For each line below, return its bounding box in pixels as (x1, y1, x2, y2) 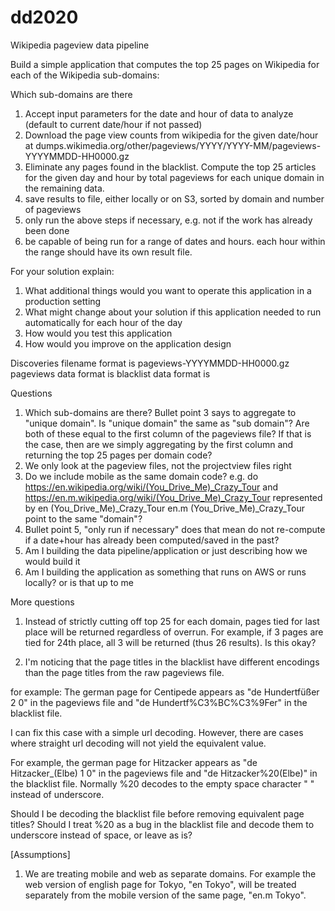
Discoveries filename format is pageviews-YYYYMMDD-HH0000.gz (10, 357, 290, 369)
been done (24, 224, 70, 236)
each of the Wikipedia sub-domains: (10, 69, 160, 81)
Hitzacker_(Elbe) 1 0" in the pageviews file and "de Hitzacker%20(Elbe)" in (10, 767, 318, 779)
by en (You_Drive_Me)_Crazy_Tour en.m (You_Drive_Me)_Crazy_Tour (24, 502, 305, 514)
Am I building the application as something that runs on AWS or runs (24, 566, 307, 578)
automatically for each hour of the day (24, 316, 183, 328)
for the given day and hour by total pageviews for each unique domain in (24, 171, 325, 183)
